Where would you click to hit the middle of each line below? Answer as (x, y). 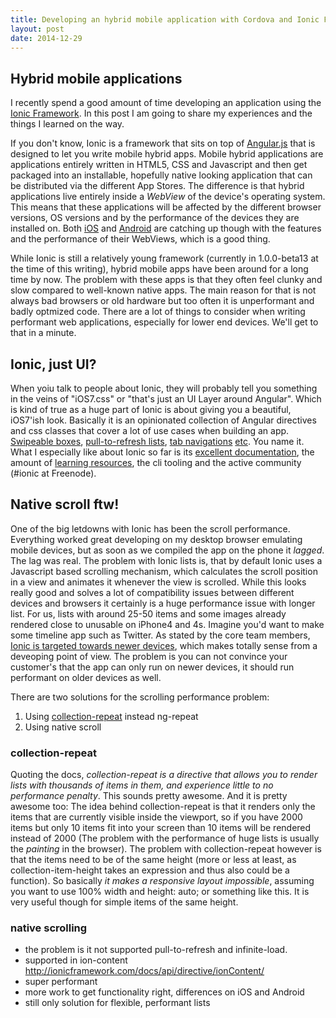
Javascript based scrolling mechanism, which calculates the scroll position (164, 571)
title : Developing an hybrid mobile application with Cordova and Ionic (165, 19)
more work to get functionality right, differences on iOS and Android (164, 992)
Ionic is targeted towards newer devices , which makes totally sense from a (164, 645)
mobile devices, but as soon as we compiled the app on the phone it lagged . (167, 550)
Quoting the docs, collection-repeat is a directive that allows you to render (164, 775)
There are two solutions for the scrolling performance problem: (140, 697)
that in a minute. (43, 333)
